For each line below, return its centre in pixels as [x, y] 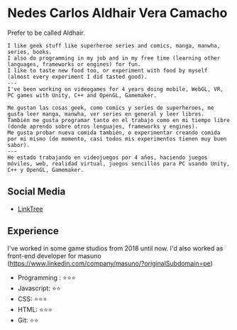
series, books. [30, 52]
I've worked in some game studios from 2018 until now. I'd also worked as [115, 248]
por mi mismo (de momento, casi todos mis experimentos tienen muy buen [117, 139]
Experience [33, 231]
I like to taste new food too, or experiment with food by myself [108, 70]
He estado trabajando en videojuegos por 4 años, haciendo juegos [108, 158]
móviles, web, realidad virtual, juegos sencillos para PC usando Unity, [119, 164]
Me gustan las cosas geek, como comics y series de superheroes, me [111, 108]
